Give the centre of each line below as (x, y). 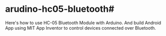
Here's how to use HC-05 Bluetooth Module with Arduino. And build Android (83, 23)
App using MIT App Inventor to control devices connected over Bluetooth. (81, 28)
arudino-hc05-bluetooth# (60, 9)
